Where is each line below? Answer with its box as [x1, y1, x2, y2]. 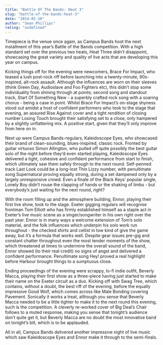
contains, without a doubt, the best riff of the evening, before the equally [5, 284, 151, 289]
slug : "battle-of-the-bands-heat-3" [5, 12, 79, 17]
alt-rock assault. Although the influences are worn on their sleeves [23, 79, 157, 85]
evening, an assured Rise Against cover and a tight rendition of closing [5, 110, 147, 116]
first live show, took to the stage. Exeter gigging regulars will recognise [5, 202, 147, 208]
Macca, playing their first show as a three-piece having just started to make [5, 273, 157, 279]
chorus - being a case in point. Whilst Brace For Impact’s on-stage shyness [5, 100, 156, 106]
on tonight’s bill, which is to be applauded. [5, 320, 90, 326]
